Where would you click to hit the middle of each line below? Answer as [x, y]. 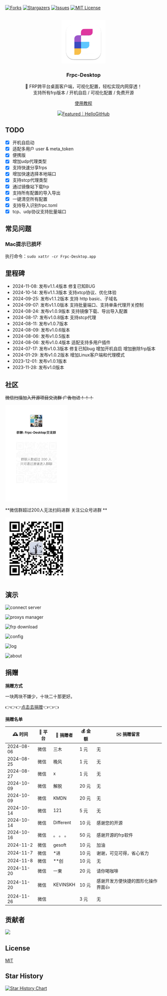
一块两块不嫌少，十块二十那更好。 [40, 696]
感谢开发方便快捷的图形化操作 [127, 881]
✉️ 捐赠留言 [128, 734]
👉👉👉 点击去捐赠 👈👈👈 [32, 707]
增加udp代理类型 [30, 161]
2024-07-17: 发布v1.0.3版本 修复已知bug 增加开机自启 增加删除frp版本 [84, 349]
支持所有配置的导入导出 [36, 193]
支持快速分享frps [30, 168]
